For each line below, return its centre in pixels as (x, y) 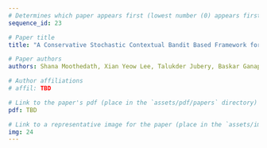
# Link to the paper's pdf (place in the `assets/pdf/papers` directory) (133, 103)
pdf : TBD (23, 110)
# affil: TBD (30, 88)
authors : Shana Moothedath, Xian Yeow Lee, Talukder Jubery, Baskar (124, 67)
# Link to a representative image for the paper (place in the (115, 124)
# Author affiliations (46, 81)
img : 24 (21, 132)
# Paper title (32, 37)
